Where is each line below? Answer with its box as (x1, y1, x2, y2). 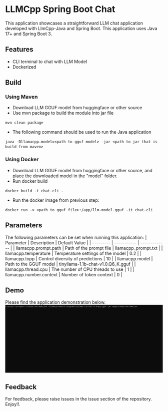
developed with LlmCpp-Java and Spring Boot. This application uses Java (5, 25, 157, 31)
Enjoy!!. (5, 401, 21, 407)
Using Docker (5, 156, 39, 163)
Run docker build (12, 178, 48, 184)
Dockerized (12, 64, 36, 70)
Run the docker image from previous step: (12, 197, 99, 203)
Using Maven (5, 94, 38, 101)
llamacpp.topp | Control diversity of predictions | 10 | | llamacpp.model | (5, 255, 153, 261)
